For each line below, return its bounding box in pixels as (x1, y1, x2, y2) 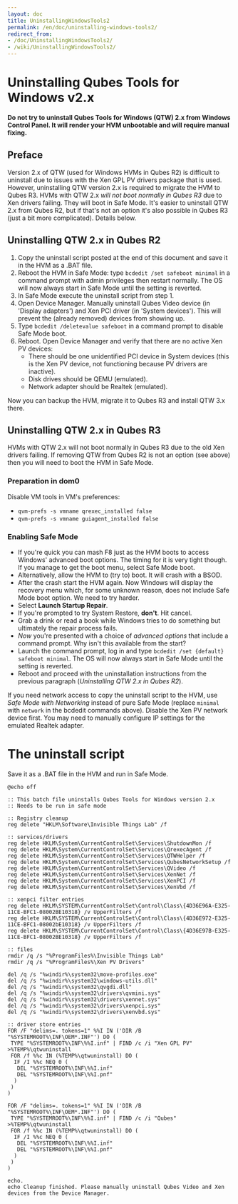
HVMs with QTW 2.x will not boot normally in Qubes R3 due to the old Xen (7, 443, 225, 452)
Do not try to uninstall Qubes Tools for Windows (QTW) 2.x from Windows (7, 113, 231, 121)
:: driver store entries (7, 1020, 81, 1028)
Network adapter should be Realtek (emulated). (28, 382, 168, 391)
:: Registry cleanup (7, 815, 69, 822)
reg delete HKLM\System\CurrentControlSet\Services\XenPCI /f (7, 877, 196, 884)
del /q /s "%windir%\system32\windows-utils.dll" (7, 977, 158, 984)
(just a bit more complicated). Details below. (7, 214, 137, 222)
